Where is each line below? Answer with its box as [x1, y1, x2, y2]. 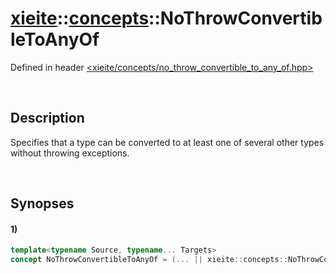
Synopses [10, 195, 75, 212]
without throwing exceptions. [10, 147, 130, 159]
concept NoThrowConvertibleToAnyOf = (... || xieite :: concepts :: [10, 255, 288, 265]
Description [10, 110, 85, 127]
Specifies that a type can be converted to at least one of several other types [10, 136, 325, 148]
